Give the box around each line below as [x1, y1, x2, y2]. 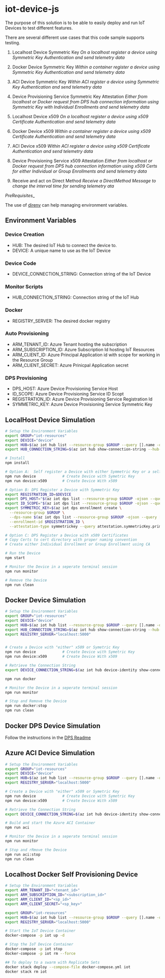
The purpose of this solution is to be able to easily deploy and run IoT [5, 20, 145, 26]
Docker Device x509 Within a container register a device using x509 [12, 128, 151, 134]
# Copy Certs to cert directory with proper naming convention [5, 537, 137, 542]
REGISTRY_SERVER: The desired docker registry [12, 318, 110, 324]
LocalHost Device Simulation [5, 416, 95, 424]
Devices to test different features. [5, 25, 73, 31]
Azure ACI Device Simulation [5, 749, 95, 757]
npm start [5, 555, 26, 560]
